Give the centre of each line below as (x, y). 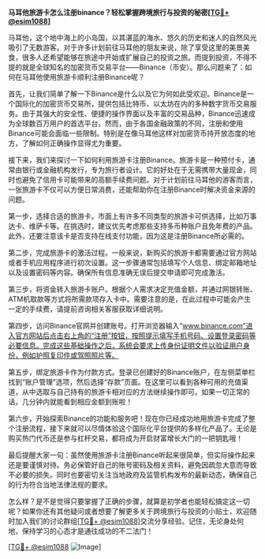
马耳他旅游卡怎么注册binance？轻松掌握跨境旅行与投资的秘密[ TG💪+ (119, 12)
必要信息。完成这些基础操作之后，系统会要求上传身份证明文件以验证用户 (125, 345)
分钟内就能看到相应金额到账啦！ (80, 401)
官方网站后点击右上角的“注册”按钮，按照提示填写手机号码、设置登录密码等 (135, 336)
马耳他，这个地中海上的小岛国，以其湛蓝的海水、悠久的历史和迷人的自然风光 (132, 38)
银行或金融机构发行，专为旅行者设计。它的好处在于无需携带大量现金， (136, 170)
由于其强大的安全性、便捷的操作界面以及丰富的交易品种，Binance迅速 (135, 113)
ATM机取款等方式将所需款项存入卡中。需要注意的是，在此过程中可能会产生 (130, 299)
